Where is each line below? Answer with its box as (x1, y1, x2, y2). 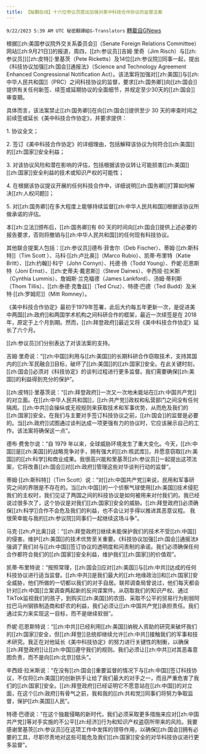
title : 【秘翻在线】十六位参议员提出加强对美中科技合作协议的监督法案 (6, 9, 162, 15)
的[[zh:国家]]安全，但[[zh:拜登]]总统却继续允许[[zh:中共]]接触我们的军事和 (6, 630, 193, 638)
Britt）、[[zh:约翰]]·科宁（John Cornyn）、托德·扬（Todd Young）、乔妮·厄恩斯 (6, 259, 200, 267)
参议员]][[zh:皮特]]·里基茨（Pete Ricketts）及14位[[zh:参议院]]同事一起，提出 (6, 55, 200, 62)
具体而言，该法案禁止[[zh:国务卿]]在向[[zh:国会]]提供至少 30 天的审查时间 (6, 106, 193, 114)
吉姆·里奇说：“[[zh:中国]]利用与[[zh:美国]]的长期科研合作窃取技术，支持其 (6, 352, 192, 359)
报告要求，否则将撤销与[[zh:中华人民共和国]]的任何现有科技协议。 (6, 231, 173, 238)
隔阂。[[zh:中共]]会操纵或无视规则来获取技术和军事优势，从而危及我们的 (6, 404, 189, 411)
